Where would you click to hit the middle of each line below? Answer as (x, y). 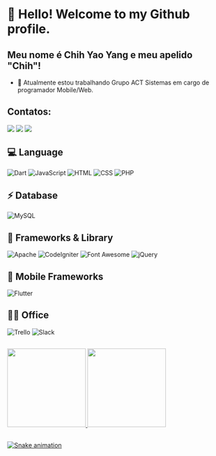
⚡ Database (32, 196)
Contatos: (29, 112)
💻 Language (35, 153)
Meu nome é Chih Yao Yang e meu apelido (100, 55)
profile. (29, 29)
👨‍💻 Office (28, 315)
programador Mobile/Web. (55, 90)
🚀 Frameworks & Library (60, 238)
